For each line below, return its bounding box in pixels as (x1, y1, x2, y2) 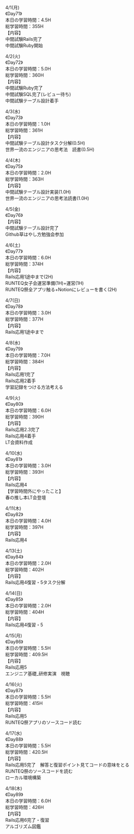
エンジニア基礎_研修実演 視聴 (5, 671, 70, 676)
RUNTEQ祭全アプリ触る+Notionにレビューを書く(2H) (5, 286, 117, 292)
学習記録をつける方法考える (5, 384, 64, 390)
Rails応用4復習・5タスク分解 (5, 579, 66, 585)
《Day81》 (5, 456, 22, 462)
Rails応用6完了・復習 (5, 817, 49, 823)
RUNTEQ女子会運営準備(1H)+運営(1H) (5, 280, 84, 286)
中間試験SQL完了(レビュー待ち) (5, 91, 71, 97)
